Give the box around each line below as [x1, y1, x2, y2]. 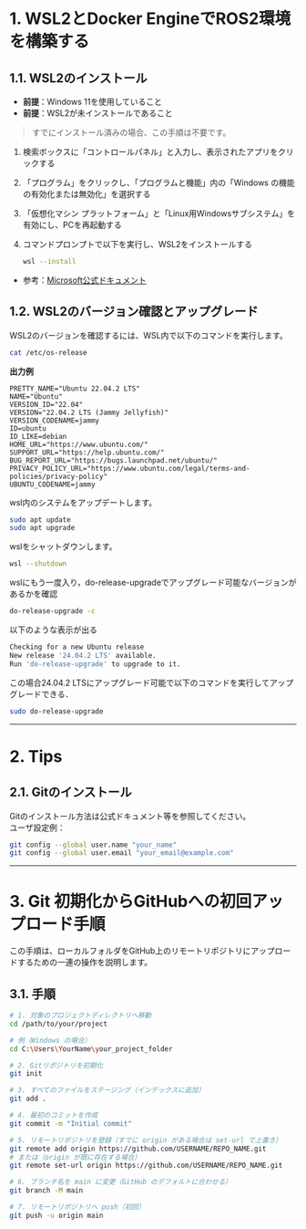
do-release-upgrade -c [9, 607, 96, 616]
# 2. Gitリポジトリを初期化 [9, 1060, 104, 1070]
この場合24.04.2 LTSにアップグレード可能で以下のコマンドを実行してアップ [9, 677, 294, 688]
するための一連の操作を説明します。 [16, 957, 153, 968]
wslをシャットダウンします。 [9, 541, 117, 552]
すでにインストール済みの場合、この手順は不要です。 [31, 127, 231, 138]
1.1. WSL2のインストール [9, 70, 148, 86]
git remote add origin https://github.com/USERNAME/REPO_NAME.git [9, 1144, 267, 1153]
